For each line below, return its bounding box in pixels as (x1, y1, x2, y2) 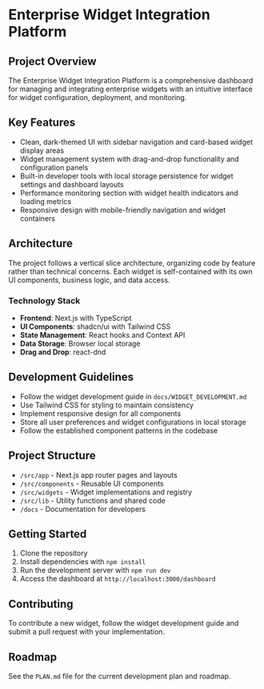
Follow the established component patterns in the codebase (19, 426, 218, 435)
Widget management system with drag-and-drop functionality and (19, 154, 239, 163)
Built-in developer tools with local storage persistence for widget (19, 170, 234, 181)
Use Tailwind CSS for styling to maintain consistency (19, 400, 194, 410)
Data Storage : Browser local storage (19, 338, 141, 348)
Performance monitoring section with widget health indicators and (19, 188, 238, 198)
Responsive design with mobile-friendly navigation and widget (19, 205, 226, 214)
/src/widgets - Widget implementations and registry (19, 487, 193, 497)
